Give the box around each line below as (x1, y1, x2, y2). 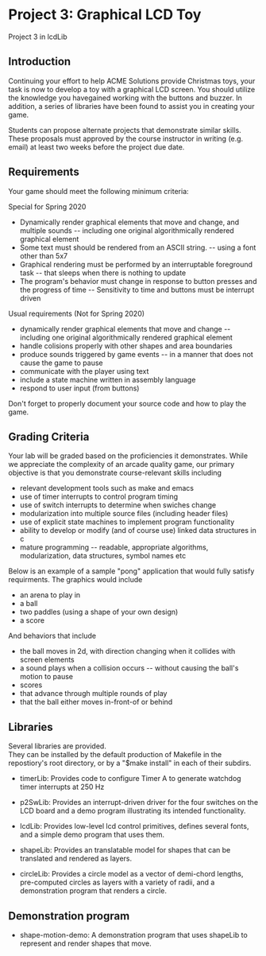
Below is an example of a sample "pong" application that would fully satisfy (8, 566, 255, 576)
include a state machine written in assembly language (19, 375, 196, 384)
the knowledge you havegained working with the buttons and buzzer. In (8, 93, 242, 103)
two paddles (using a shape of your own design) (19, 607, 179, 617)
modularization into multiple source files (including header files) (19, 509, 229, 519)
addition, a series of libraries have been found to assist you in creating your (8, 101, 255, 111)
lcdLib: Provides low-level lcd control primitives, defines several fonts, (19, 822, 249, 831)
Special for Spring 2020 (8, 201, 87, 212)
